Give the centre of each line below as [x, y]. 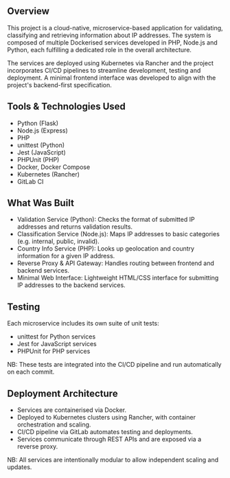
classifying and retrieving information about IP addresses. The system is [109, 35]
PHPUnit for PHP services [54, 351]
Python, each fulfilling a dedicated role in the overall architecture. [100, 49]
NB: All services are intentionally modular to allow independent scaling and [113, 460]
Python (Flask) [38, 123]
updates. [20, 467]
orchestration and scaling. [54, 424]
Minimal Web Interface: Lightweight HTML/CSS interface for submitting [118, 278]
